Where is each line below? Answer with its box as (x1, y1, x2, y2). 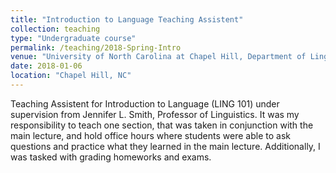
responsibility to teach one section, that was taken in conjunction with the (10, 119, 314, 131)
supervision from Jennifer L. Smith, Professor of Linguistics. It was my (10, 108, 300, 120)
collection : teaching (10, 24, 101, 34)
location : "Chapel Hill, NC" (10, 71, 132, 81)
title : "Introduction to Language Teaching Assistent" (10, 14, 244, 25)
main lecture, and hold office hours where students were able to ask (10, 129, 291, 141)
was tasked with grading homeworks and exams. (10, 151, 212, 163)
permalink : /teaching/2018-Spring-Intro (10, 42, 182, 53)
